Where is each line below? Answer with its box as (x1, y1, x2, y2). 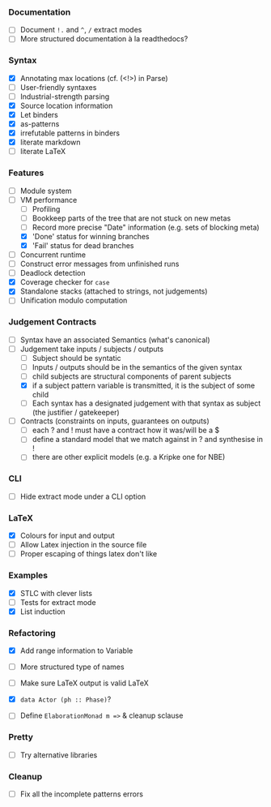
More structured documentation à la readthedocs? (19, 34, 188, 44)
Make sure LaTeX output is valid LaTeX (19, 678, 149, 688)
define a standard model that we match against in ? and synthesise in (32, 435, 263, 444)
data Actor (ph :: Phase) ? (19, 694, 112, 704)
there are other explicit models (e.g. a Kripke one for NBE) (32, 453, 226, 462)
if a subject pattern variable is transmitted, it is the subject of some (32, 380, 256, 390)
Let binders (19, 109, 59, 119)
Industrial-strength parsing (19, 92, 110, 101)
